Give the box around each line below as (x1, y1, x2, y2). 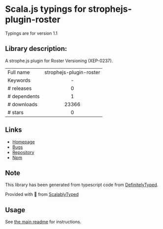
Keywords (7, 76, 31, 83)
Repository (12, 149, 34, 155)
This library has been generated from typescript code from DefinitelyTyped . (5, 182, 159, 188)
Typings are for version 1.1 (5, 30, 58, 36)
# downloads (7, 101, 38, 108)
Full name (7, 69, 30, 76)
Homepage (12, 139, 35, 145)
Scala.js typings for (5, 3, 86, 15)
